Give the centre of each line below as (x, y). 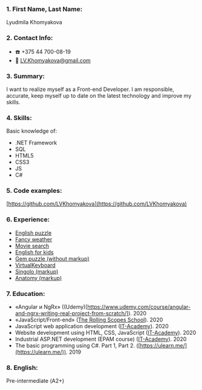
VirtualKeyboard (35, 265)
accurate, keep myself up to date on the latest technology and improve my (99, 95)
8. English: (22, 368)
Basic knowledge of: (32, 131)
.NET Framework (36, 143)
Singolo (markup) (37, 271)
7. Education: (26, 294)
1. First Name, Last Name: (44, 9)
